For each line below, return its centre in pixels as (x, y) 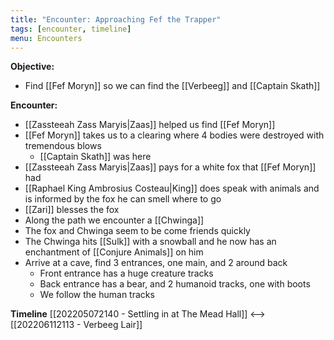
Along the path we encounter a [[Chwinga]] (114, 220)
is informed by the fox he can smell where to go (123, 199)
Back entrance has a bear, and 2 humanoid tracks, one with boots (175, 284)
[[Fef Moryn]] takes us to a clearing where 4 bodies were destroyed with (174, 135)
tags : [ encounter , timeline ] (71, 29)
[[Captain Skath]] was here (95, 157)
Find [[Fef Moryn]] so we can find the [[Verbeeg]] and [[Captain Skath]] (172, 86)
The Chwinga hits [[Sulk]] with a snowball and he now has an (150, 242)
